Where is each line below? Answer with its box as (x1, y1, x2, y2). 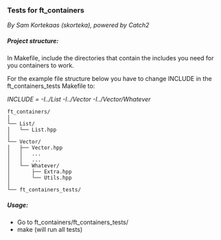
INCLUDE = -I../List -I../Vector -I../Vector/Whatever (7, 95, 151, 104)
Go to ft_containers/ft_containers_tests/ (16, 218, 129, 226)
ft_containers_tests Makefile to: (7, 82, 95, 91)
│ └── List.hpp (7, 126, 57, 134)
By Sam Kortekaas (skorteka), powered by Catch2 (7, 21, 150, 29)
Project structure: (7, 36, 59, 45)
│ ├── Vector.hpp (7, 145, 63, 152)
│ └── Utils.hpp (7, 174, 72, 182)
